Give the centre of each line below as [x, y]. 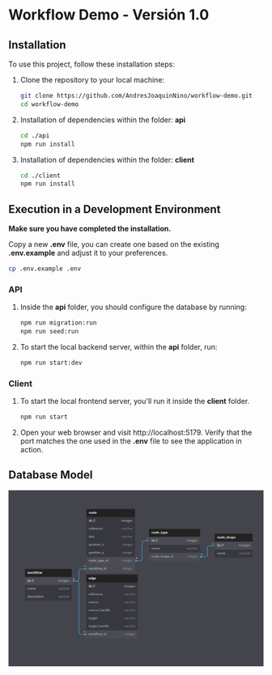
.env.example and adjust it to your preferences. [88, 253]
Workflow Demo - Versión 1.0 [109, 15]
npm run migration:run [58, 323]
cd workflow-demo [49, 104]
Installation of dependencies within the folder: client [107, 159]
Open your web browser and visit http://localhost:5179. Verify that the [136, 433]
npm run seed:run [49, 332]
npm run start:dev [51, 363]
